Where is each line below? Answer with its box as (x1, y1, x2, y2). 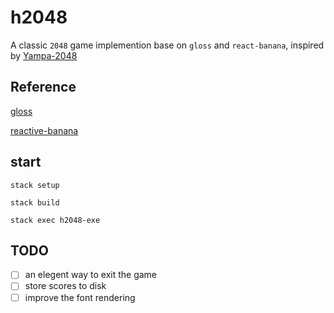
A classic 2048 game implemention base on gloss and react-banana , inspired (10, 39, 325, 51)
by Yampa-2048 (10, 49, 78, 61)
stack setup (10, 180, 60, 190)
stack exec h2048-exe (10, 215, 101, 225)
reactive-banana (10, 124, 79, 136)
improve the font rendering (24, 291, 136, 303)
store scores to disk (24, 280, 107, 292)
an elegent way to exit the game (24, 269, 158, 281)
